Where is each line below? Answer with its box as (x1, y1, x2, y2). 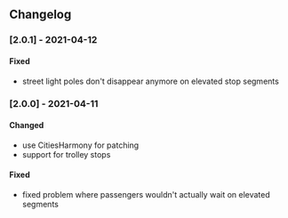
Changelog (9, 7, 72, 22)
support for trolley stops (21, 149, 111, 159)
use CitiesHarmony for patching (21, 140, 140, 150)
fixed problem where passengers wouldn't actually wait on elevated (21, 189, 271, 199)
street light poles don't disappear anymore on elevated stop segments (21, 76, 280, 86)
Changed (9, 120, 44, 131)
